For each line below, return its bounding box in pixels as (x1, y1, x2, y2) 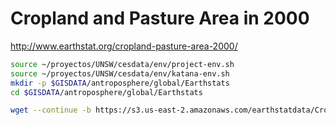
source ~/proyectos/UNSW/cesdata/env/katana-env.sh (10, 68, 230, 79)
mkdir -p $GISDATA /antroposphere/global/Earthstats (10, 78, 230, 88)
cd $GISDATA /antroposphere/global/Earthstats (10, 87, 203, 97)
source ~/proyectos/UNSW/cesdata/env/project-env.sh (10, 59, 235, 69)
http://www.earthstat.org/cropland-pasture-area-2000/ (10, 40, 238, 52)
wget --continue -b (10, 105, 92, 116)
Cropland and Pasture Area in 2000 (10, 7, 310, 30)
